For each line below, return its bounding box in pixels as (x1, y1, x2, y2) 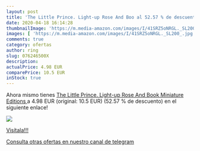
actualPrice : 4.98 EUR (6, 64, 62, 70)
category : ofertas (6, 42, 52, 48)
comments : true (6, 36, 44, 42)
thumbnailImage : (6, 25, 46, 32)
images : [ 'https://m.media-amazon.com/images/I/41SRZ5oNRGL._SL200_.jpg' (6, 31, 196, 37)
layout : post (6, 8, 39, 15)
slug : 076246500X (6, 53, 49, 59)
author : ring (6, 48, 39, 54)
